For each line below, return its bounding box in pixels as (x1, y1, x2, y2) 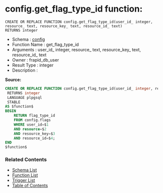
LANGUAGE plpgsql (7, 95, 42, 100)
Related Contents (5, 156, 47, 163)
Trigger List (12, 177, 35, 183)
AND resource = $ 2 (14, 127, 47, 131)
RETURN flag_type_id (14, 113, 55, 118)
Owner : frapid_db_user (12, 57, 59, 63)
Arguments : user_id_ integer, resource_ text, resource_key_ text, (12, 47, 141, 52)
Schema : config (12, 36, 45, 42)
